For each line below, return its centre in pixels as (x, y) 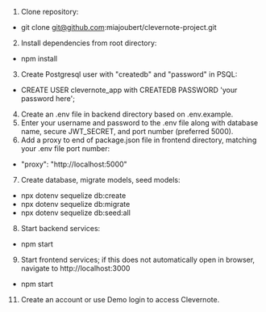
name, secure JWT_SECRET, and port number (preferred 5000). (127, 131)
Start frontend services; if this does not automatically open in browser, (138, 259)
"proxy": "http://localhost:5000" (74, 164)
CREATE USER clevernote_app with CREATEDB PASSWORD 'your (129, 90)
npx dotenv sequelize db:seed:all (76, 213)
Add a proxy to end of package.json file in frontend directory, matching (139, 140)
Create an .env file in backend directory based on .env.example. (127, 114)
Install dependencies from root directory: (89, 43)
